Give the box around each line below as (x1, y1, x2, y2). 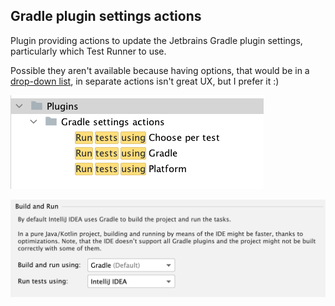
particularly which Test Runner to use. (10, 45, 167, 57)
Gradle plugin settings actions (10, 8, 202, 25)
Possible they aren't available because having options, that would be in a (10, 64, 310, 76)
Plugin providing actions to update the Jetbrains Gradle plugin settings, (10, 34, 303, 46)
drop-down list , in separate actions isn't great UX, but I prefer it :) (10, 75, 280, 87)
